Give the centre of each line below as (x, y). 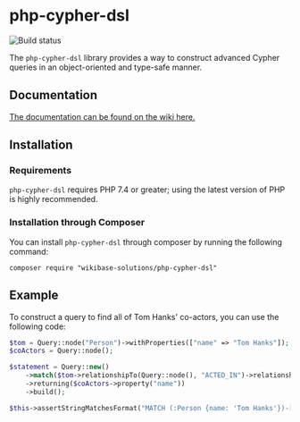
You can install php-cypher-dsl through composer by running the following (146, 241)
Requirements (41, 171)
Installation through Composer (77, 223)
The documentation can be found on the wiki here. (102, 116)
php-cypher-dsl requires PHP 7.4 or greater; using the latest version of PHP (147, 190)
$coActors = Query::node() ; (62, 351)
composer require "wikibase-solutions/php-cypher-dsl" (113, 268)
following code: (37, 326)
